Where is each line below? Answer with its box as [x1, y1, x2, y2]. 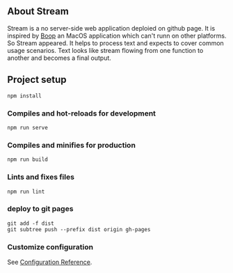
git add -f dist [7, 219, 54, 227]
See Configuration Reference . [7, 258, 93, 267]
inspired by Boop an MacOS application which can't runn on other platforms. [7, 31, 227, 40]
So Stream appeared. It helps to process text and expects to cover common [7, 38, 224, 47]
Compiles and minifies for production [7, 140, 136, 150]
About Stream [7, 6, 70, 17]
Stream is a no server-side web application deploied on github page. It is [7, 24, 216, 32]
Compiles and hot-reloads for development [7, 108, 156, 118]
